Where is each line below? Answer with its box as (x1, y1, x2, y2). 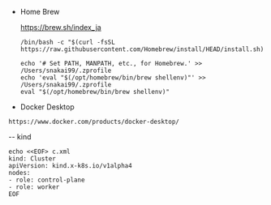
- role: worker (8, 183, 60, 191)
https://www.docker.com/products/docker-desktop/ (8, 117, 180, 126)
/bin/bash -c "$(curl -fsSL (19, 38, 115, 46)
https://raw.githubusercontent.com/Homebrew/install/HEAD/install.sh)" (19, 45, 268, 53)
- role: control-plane (8, 176, 85, 184)
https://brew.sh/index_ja (19, 23, 101, 32)
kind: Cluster (8, 155, 57, 163)
